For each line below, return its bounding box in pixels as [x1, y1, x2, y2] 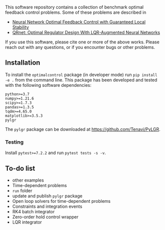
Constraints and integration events [12, 203, 83, 209]
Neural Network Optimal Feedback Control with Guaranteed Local [12, 19, 146, 25]
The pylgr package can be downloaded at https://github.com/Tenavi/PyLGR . [5, 126, 161, 132]
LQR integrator [12, 219, 42, 225]
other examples [12, 177, 44, 183]
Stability [12, 24, 29, 30]
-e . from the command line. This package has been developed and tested [5, 77, 158, 83]
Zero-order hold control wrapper [12, 214, 79, 220]
